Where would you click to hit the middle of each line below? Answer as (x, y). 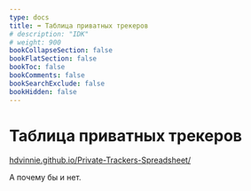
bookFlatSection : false (53, 59)
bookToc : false (37, 68)
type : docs (29, 17)
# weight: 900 (35, 42)
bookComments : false (47, 76)
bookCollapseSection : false (61, 51)
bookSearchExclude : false (57, 84)
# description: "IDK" (49, 34)
